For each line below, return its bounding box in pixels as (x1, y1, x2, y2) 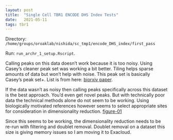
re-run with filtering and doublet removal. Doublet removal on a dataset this (5, 124, 165, 130)
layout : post (5, 7, 33, 13)
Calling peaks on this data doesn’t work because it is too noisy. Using (5, 60, 153, 67)
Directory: (5, 36, 27, 42)
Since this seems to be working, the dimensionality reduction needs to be (5, 118, 161, 125)
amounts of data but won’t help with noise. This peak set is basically (5, 71, 150, 77)
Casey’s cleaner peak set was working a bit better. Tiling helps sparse (5, 66, 153, 72)
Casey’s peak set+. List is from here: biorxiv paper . (5, 76, 113, 83)
